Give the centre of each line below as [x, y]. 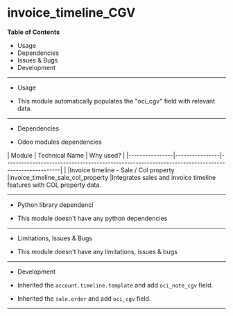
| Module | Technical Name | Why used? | [66, 155]
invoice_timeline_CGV [71, 13]
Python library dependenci [55, 205]
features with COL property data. [54, 185]
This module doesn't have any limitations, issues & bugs [97, 251]
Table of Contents [34, 32]
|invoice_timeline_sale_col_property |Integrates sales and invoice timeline [112, 177]
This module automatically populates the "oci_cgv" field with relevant [116, 101]
